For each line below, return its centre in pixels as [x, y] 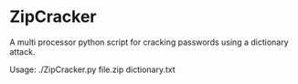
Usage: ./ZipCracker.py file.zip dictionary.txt [92, 69]
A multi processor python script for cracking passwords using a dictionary [149, 42]
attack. [22, 51]
